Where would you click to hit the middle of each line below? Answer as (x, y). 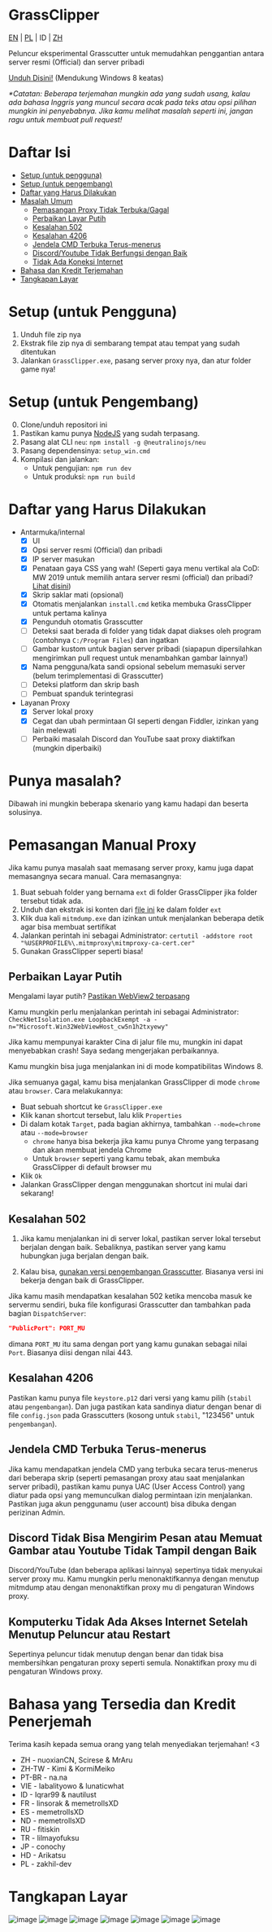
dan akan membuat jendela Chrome (92, 1150)
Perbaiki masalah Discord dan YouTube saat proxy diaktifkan (134, 738)
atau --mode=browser (54, 1133)
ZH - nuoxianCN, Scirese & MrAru (76, 1760)
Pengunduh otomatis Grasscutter (88, 622)
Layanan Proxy (45, 703)
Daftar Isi (40, 153)
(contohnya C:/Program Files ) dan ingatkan (105, 640)
